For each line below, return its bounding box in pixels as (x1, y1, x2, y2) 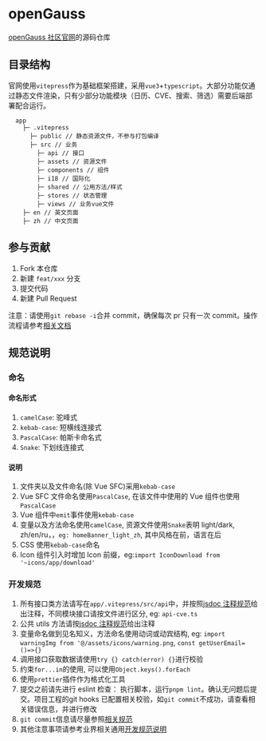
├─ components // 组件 (37, 165, 110, 174)
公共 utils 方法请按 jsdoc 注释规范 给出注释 (19, 619, 155, 628)
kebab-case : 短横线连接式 (19, 423, 102, 432)
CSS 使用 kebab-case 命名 (19, 540, 100, 550)
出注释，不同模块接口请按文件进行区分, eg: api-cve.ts (19, 608, 198, 618)
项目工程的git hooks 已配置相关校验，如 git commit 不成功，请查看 (33, 694, 248, 703)
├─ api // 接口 (37, 149, 85, 157)
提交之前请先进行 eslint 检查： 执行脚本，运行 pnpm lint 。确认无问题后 (19, 684, 251, 694)
